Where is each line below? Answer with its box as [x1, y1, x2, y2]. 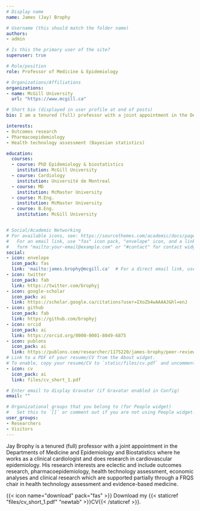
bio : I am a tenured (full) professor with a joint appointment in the [6, 113, 187, 119]
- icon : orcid [6, 321, 42, 328]
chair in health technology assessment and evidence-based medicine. [6, 480, 179, 487]
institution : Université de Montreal [17, 178, 111, 184]
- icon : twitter [6, 272, 46, 278]
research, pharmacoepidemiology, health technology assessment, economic [6, 468, 194, 475]
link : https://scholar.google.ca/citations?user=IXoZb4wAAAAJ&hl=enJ [11, 299, 187, 306]
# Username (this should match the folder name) [6, 25, 129, 31]
